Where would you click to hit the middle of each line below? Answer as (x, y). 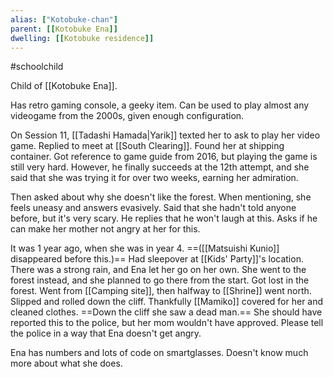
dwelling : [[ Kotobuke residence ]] (82, 38)
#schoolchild (37, 67)
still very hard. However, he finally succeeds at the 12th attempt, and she (160, 167)
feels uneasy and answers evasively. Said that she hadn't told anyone (153, 208)
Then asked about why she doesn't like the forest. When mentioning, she (161, 197)
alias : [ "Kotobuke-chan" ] (64, 19)
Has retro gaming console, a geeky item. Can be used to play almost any (160, 105)
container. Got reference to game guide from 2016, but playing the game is (164, 157)
